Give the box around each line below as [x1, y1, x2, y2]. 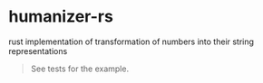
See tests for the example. [30, 63, 129, 74]
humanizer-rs [8, 6, 114, 27]
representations [8, 45, 68, 56]
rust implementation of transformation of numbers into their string [8, 36, 255, 47]
